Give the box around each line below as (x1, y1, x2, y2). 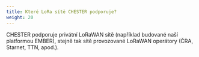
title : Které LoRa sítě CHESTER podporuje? (6, 8, 117, 15)
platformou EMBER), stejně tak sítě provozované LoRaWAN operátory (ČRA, (6, 37, 194, 44)
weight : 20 (6, 14, 34, 20)
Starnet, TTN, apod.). (6, 43, 59, 51)
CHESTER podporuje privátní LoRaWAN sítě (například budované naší (6, 31, 179, 38)
